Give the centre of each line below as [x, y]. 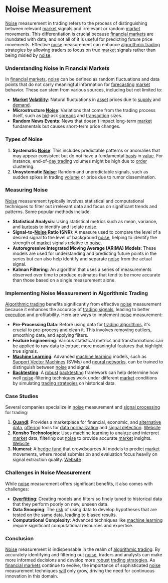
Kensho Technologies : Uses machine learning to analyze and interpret [86, 433]
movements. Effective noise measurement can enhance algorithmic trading [83, 44]
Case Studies [22, 397]
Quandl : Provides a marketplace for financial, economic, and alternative [87, 422]
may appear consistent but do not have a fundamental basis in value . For [88, 156]
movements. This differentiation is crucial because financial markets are [79, 34]
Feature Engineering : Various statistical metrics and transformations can [88, 341]
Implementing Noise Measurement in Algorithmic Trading [77, 293]
